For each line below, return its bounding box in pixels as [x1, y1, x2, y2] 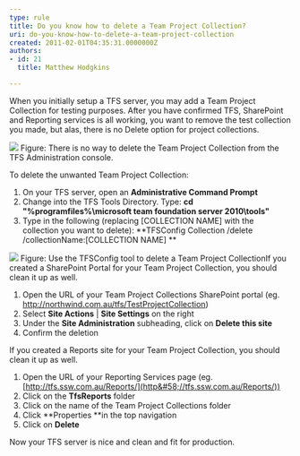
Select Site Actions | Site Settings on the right [21, 308, 194, 319]
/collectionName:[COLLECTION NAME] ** [21, 234, 177, 245]
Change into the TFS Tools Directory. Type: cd [21, 196, 194, 207]
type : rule [9, 13, 50, 22]
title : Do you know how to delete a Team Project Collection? [9, 22, 246, 30]
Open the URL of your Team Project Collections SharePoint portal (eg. [21, 288, 280, 300]
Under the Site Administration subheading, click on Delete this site [21, 317, 273, 328]
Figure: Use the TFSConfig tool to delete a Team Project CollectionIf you [20, 253, 287, 263]
